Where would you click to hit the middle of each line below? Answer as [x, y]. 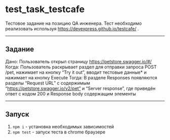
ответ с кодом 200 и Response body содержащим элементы [71, 94]
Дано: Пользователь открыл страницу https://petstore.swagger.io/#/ [78, 61]
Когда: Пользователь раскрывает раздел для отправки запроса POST [81, 67]
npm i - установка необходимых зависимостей [63, 126]
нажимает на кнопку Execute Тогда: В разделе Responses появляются [81, 77]
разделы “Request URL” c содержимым [48, 83]
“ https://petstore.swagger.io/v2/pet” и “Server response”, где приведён [80, 88]
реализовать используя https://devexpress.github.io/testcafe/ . [72, 28]
